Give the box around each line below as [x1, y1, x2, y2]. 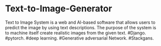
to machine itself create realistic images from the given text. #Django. [5, 30, 146, 36]
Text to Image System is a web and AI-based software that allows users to [5, 19, 156, 25]
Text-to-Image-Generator [5, 3, 112, 14]
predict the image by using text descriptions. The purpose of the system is [5, 24, 157, 30]
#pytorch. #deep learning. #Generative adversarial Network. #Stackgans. [5, 35, 154, 41]
